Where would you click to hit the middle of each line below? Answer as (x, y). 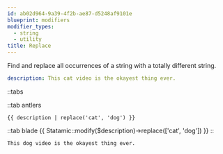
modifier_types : (31, 26)
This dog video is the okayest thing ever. (71, 143)
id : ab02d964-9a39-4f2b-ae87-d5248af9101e (70, 14)
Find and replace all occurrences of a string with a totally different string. (112, 66)
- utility (28, 40)
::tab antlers (24, 105)
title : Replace (29, 46)
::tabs (15, 92)
